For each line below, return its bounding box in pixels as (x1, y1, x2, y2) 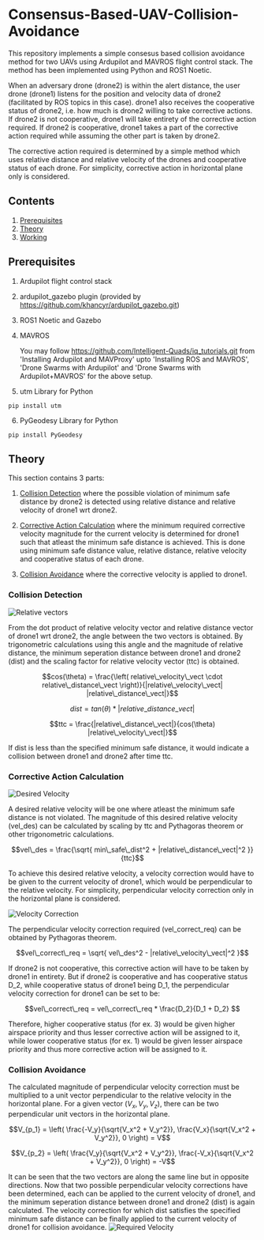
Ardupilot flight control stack (19, 276, 113, 285)
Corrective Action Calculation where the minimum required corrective (19, 520, 246, 531)
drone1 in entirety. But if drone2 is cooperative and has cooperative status (8, 971, 248, 981)
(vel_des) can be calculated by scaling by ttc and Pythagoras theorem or (8, 821, 244, 830)
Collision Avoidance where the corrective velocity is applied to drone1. (19, 569, 247, 579)
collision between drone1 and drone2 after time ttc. (8, 751, 173, 761)
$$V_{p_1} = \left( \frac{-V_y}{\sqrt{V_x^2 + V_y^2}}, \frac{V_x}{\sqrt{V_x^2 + (9, 1125, 256, 1134)
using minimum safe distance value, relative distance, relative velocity (19, 546, 247, 555)
